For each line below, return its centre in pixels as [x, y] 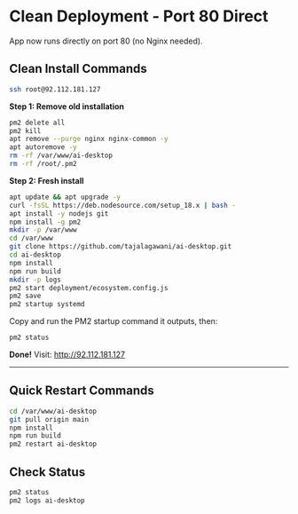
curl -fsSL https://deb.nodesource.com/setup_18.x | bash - [123, 205]
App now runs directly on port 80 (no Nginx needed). [106, 41]
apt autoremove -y [43, 147]
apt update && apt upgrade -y [65, 197]
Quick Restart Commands [82, 391]
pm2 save [25, 296]
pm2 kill [25, 130]
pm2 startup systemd [47, 304]
